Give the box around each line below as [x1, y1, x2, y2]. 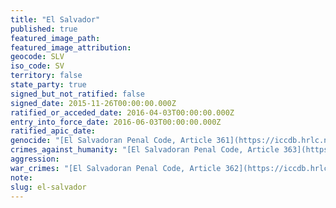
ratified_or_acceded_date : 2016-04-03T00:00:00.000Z [10, 107, 235, 118]
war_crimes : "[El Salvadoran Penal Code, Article [10, 163, 222, 173]
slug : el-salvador [10, 182, 87, 192]
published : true [10, 24, 78, 34]
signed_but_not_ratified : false [10, 89, 145, 99]
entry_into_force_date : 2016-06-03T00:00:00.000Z [10, 117, 222, 127]
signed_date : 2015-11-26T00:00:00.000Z [10, 98, 177, 108]
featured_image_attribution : [10, 42, 132, 53]
